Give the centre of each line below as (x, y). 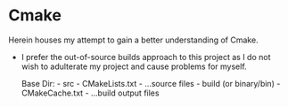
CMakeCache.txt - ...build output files (90, 93)
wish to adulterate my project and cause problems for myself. (134, 66)
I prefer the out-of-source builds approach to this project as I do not (146, 57)
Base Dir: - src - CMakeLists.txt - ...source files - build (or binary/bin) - (151, 83)
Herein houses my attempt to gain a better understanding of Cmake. (134, 40)
